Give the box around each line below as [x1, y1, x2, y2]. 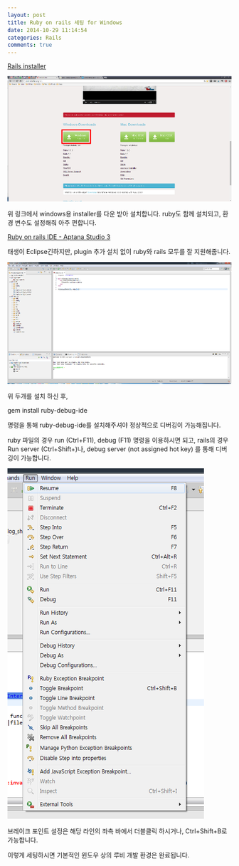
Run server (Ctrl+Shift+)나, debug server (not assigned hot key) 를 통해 [7, 445, 215, 453]
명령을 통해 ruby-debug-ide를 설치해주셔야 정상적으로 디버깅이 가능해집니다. [7, 421, 221, 430]
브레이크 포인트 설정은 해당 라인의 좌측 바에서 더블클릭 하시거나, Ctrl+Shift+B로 [7, 827, 228, 835]
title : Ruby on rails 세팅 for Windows [7, 19, 123, 26]
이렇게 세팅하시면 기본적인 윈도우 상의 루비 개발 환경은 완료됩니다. [7, 851, 190, 860]
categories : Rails [7, 34, 62, 41]
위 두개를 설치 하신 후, [7, 392, 68, 401]
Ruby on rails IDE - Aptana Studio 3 [7, 233, 111, 241]
